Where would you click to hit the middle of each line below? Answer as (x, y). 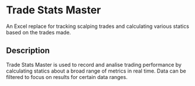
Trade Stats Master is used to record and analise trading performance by (94, 64)
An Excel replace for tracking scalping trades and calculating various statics (97, 26)
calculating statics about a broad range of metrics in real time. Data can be (96, 71)
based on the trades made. (39, 32)
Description (28, 51)
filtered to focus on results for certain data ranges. (67, 77)
